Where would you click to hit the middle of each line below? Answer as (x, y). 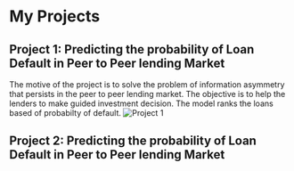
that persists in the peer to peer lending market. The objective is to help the (147, 94)
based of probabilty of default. (65, 113)
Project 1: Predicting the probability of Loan (132, 49)
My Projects (55, 16)
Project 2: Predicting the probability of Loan (133, 141)
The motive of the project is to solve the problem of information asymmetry (147, 85)
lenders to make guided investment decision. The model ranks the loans (141, 103)
